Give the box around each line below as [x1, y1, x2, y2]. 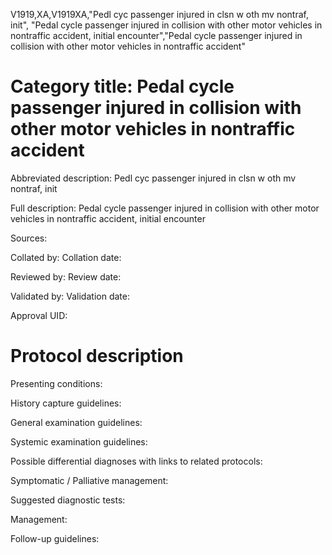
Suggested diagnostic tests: [10, 494, 126, 506]
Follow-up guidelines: [10, 532, 100, 544]
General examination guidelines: [10, 416, 143, 428]
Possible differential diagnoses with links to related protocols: [10, 455, 263, 467]
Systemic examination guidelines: [10, 435, 148, 448]
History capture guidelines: [10, 397, 122, 409]
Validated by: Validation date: [10, 290, 130, 302]
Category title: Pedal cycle [10, 75, 235, 98]
